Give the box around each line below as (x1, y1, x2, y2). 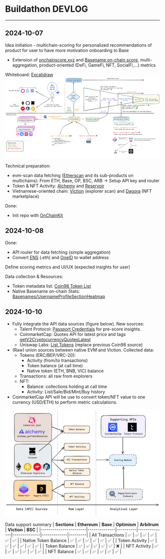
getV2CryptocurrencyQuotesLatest (19, 336, 91, 342)
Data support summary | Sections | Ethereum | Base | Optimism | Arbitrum (5, 522, 159, 528)
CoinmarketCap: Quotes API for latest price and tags (19, 331, 126, 337)
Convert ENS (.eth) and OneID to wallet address (12, 254, 109, 260)
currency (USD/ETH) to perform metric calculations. (12, 399, 118, 405)
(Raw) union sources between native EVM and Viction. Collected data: (12, 347, 155, 353)
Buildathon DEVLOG (5, 3, 88, 15)
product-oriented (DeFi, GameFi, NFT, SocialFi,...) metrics (39, 62, 156, 68)
